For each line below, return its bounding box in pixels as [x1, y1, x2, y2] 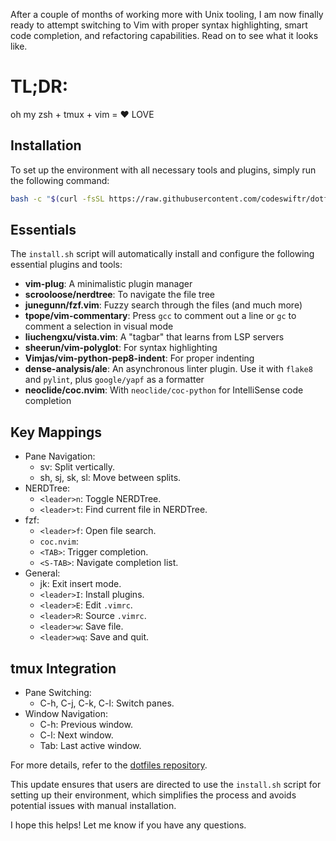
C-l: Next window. [39, 729, 114, 741]
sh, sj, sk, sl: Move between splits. [39, 472, 182, 484]
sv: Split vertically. [39, 461, 116, 473]
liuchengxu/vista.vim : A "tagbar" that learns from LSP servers [24, 331, 285, 343]
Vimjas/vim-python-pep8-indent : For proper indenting [24, 352, 255, 364]
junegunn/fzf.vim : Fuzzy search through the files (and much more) [24, 299, 303, 311]
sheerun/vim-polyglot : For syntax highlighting [24, 342, 218, 354]
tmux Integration [10, 660, 117, 677]
